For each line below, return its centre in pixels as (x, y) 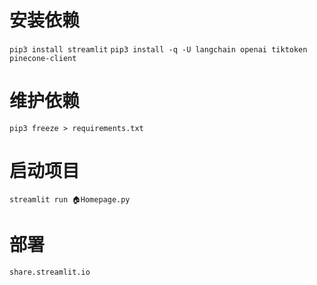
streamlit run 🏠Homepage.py (70, 199)
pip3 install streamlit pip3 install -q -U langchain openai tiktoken (158, 49)
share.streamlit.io (50, 272)
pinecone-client (43, 58)
